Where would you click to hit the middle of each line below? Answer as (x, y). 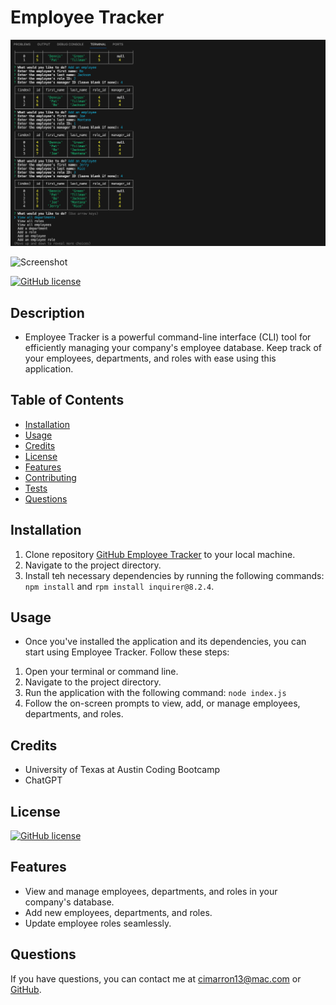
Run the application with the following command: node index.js (155, 693)
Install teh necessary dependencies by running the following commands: (174, 575)
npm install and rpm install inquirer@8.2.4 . (119, 586)
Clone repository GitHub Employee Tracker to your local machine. (160, 554)
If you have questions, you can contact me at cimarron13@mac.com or (156, 978)
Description (47, 312)
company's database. (69, 902)
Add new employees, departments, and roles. (118, 912)
